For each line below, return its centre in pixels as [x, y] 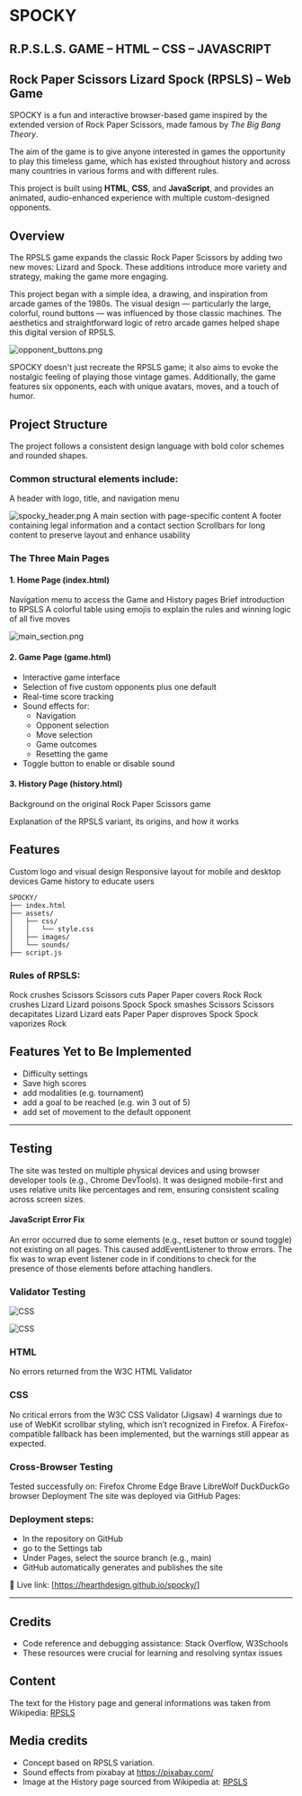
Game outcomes [66, 744]
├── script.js [36, 952]
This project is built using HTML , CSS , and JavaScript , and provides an [142, 188]
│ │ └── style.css [52, 929]
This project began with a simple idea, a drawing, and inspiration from [138, 295]
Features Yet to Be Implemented [101, 1052]
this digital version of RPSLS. [63, 332]
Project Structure [58, 424]
